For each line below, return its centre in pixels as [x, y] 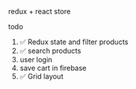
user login [36, 59]
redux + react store [40, 11]
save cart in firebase [53, 68]
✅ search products [50, 51]
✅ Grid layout [42, 76]
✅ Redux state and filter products [74, 42]
